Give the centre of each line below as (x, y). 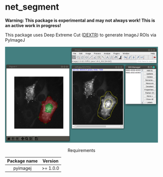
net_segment (32, 7)
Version (51, 161)
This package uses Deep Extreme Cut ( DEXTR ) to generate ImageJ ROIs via (81, 35)
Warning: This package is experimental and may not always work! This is (80, 20)
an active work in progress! (33, 25)
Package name (22, 161)
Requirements (81, 150)
